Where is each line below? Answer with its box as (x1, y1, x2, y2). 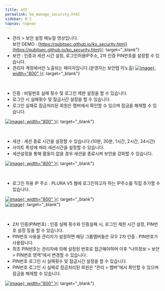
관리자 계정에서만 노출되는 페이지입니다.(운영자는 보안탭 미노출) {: (12, 65, 156, 71)
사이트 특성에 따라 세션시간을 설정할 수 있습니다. (12, 145, 104, 150)
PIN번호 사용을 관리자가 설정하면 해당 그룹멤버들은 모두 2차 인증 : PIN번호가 (12, 234, 158, 240)
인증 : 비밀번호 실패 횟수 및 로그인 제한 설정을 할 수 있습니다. (12, 90, 128, 96)
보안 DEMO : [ (12, 41, 40, 47)
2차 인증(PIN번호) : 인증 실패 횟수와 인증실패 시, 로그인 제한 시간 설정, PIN (12, 221, 154, 227)
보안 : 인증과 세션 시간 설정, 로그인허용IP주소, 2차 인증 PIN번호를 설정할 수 (12, 53, 155, 59)
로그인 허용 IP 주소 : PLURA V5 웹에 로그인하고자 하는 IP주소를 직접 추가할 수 (12, 181, 161, 186)
